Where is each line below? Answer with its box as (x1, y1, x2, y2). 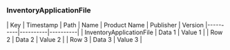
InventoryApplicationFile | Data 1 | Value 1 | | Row (84, 28, 223, 36)
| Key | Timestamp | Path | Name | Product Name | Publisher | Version (6, 21, 204, 29)
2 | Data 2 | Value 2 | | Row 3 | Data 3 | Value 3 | (6, 36, 142, 44)
